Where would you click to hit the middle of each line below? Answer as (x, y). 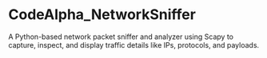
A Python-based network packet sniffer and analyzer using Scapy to (121, 37)
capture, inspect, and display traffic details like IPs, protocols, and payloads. (134, 44)
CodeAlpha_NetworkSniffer (102, 15)
